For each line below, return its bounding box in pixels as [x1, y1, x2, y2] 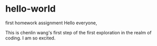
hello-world [5, 3, 56, 15]
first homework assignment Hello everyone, [5, 20, 97, 26]
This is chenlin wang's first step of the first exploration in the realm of [5, 29, 152, 35]
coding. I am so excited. [5, 35, 56, 41]
